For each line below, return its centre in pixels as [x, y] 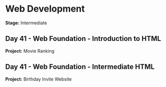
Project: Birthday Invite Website [39, 79]
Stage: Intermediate [26, 23]
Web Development [45, 9]
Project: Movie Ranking [30, 51]
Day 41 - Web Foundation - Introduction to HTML [83, 39]
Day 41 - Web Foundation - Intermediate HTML [80, 67]
